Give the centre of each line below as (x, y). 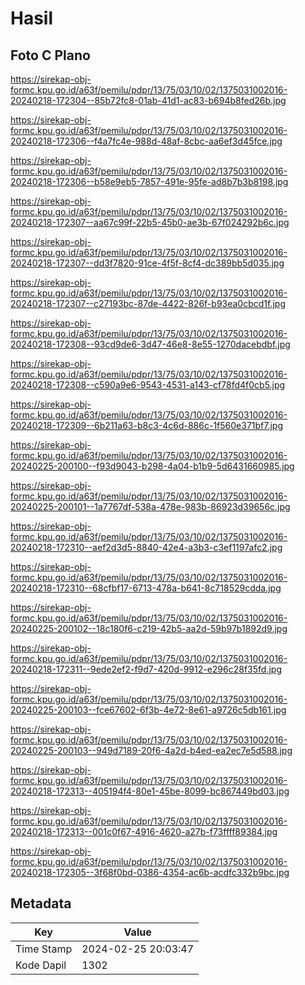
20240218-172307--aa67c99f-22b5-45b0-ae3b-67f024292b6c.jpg (150, 222)
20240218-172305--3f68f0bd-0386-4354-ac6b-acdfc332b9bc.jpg (150, 872)
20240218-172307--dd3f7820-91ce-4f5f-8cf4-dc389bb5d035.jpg (147, 263)
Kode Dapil (41, 965)
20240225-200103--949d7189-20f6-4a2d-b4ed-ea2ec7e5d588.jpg (151, 750)
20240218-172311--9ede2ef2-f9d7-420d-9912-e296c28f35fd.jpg (146, 669)
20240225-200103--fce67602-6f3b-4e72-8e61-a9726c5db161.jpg (148, 710)
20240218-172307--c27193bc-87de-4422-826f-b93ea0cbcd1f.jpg (148, 303)
